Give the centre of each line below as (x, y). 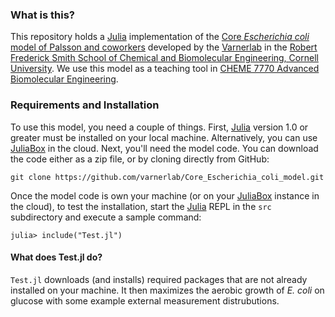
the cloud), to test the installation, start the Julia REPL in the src (141, 206)
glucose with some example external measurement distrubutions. (145, 300)
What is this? (42, 15)
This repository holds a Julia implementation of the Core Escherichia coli (160, 37)
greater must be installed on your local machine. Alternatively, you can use (164, 137)
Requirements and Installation (85, 105)
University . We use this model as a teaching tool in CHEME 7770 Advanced (165, 69)
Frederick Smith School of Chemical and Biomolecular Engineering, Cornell (164, 58)
